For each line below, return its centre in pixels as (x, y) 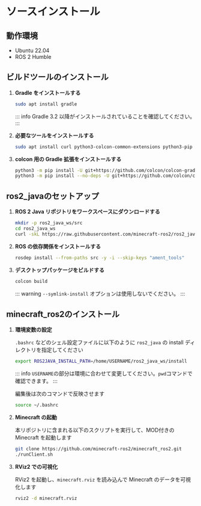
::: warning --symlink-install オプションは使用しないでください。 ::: (100, 293)
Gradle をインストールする (48, 92)
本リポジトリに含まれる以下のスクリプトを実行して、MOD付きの (95, 430)
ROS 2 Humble (33, 57)
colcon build (31, 281)
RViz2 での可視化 (36, 466)
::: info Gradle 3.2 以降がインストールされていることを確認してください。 (105, 116)
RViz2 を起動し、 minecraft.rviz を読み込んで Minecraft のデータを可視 (103, 479)
